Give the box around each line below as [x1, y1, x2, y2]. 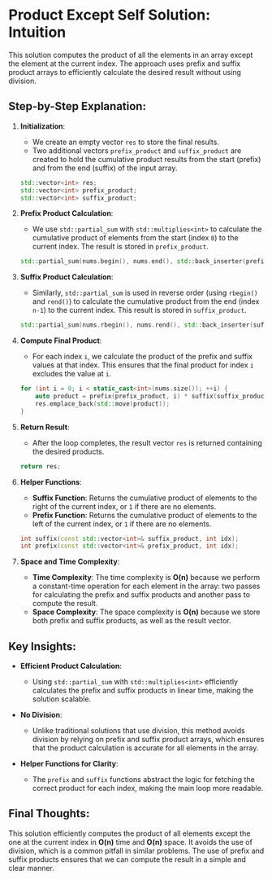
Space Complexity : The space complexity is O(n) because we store [32, 607, 261, 617]
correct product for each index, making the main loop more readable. [32, 784, 264, 793]
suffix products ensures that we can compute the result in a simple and [8, 854, 246, 864]
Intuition [8, 23, 67, 42]
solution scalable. [32, 694, 92, 704]
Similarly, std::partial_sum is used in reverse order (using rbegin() [32, 288, 258, 298]
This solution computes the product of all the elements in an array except [8, 50, 253, 59]
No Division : [19, 710, 63, 720]
